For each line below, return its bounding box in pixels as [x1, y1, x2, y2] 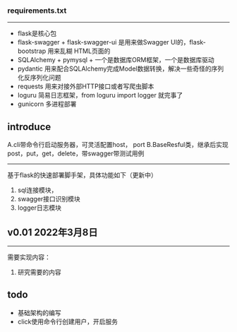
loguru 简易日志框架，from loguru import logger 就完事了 [17, 91, 183, 100]
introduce [7, 121, 51, 133]
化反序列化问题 [17, 73, 61, 82]
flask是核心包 [17, 29, 57, 37]
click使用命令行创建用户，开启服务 [17, 317, 119, 326]
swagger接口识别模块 [17, 195, 81, 203]
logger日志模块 [17, 203, 62, 212]
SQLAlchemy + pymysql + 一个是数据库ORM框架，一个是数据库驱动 [17, 56, 214, 64]
